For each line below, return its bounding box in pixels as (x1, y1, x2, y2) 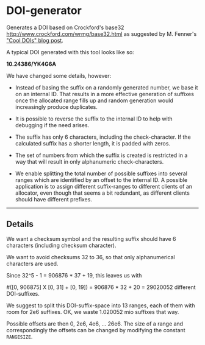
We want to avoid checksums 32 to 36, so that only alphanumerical (6, 253, 175, 260)
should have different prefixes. (15, 195, 93, 203)
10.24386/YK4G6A (6, 60, 57, 68)
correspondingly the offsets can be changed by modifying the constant (6, 326, 185, 333)
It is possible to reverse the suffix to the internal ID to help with (15, 115, 173, 122)
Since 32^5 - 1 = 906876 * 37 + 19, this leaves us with (6, 271, 142, 279)
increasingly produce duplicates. (15, 103, 98, 110)
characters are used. (6, 260, 59, 267)
